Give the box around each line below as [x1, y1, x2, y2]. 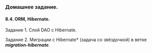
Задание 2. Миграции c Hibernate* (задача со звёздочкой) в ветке [5, 36, 147, 43]
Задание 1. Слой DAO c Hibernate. [5, 27, 77, 33]
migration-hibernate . [5, 42, 50, 48]
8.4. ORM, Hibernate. [5, 16, 50, 22]
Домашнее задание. [5, 3, 58, 10]
